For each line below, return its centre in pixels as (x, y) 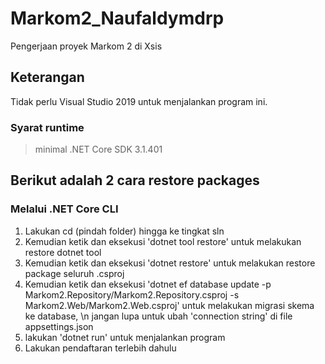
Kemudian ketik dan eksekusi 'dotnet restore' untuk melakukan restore (170, 263)
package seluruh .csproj (74, 273)
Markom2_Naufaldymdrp (117, 18)
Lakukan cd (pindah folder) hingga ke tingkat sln (124, 231)
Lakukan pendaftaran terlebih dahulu (100, 348)
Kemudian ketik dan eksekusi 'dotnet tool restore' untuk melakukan (163, 241)
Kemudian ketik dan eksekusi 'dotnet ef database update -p (148, 284)
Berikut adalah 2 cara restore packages (135, 180)
